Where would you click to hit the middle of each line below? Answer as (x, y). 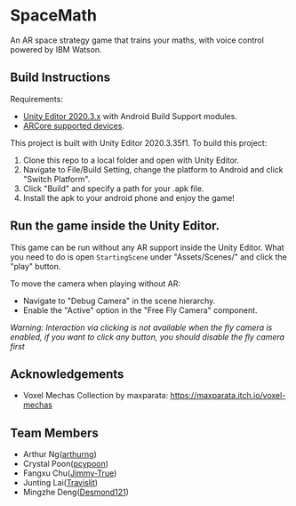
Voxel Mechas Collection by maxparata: (96, 396)
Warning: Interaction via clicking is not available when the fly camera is (141, 327)
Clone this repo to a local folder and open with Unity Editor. (131, 160)
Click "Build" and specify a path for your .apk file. (113, 189)
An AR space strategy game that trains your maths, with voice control (137, 40)
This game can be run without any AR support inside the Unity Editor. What (147, 247)
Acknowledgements (67, 374)
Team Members (54, 433)
